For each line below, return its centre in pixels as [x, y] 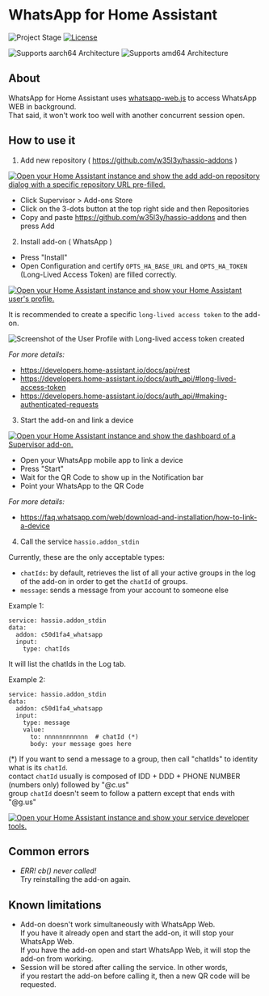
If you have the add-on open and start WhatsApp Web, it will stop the [135, 950]
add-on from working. [57, 959]
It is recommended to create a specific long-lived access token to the [126, 314]
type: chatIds [46, 649]
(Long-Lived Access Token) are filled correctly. [99, 274]
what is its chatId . [38, 767]
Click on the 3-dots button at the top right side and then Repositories [134, 209]
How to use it [42, 140]
